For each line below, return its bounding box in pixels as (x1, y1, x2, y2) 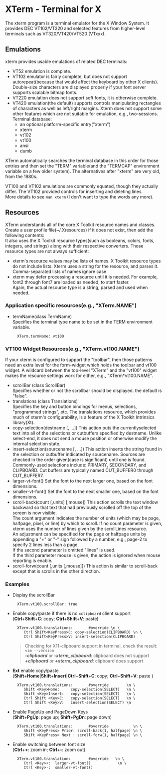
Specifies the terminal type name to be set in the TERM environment (12, 318, 153, 324)
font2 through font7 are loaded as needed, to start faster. (12, 279, 130, 285)
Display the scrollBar (12, 592, 55, 598)
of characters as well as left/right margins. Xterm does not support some (12, 105, 162, 111)
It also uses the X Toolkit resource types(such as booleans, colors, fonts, (5, 237, 155, 243)
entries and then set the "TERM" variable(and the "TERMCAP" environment (5, 162, 160, 168)
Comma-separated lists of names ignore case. (12, 268, 108, 274)
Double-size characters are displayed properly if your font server (12, 84, 146, 90)
